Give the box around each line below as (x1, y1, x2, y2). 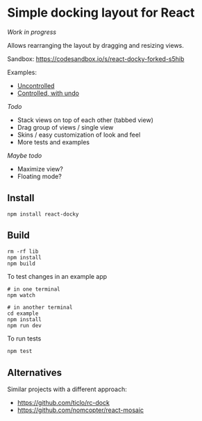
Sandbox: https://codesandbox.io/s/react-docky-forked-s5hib (7, 54, 185, 63)
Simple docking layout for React (7, 5, 195, 21)
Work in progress (7, 28, 57, 36)
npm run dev (7, 322, 42, 329)
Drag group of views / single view (17, 123, 114, 131)
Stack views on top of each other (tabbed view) (17, 116, 154, 124)
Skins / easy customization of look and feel (17, 130, 141, 139)
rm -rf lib (7, 248, 39, 255)
